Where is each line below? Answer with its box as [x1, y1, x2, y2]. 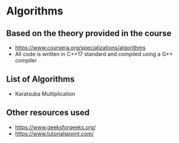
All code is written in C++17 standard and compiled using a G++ [14, 50, 173, 58]
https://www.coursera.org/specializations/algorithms [14, 44, 146, 51]
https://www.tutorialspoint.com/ [14, 130, 94, 137]
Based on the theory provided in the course [6, 28, 172, 38]
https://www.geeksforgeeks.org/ [14, 123, 96, 130]
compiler [14, 57, 37, 64]
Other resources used [6, 108, 90, 118]
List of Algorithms [6, 74, 75, 85]
